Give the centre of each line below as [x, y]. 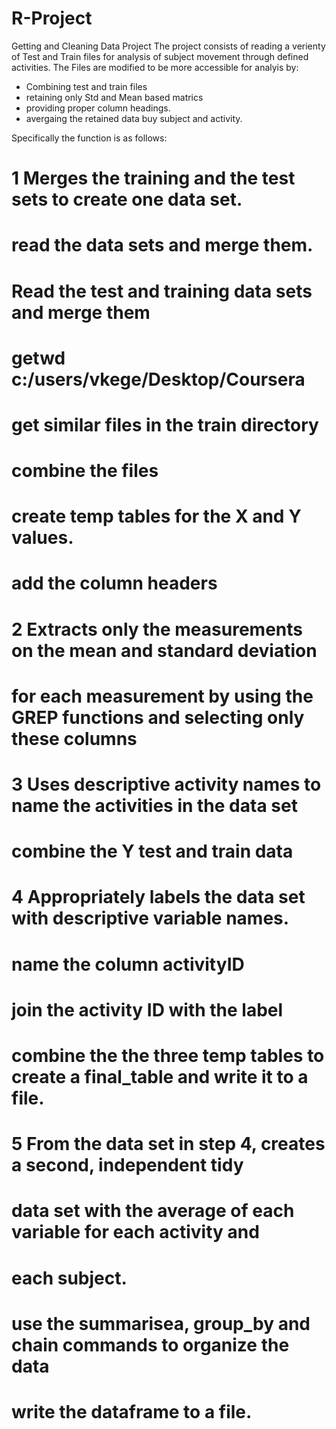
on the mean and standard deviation [164, 650]
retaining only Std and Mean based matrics [114, 97]
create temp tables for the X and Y [156, 516]
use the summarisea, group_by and [161, 1323]
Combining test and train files [86, 86]
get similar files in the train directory [165, 424]
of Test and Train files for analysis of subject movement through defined [160, 56]
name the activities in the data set [154, 806]
